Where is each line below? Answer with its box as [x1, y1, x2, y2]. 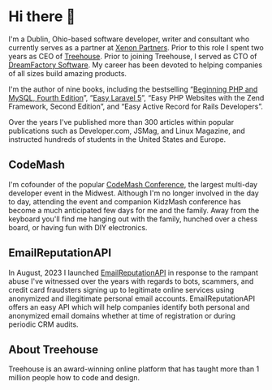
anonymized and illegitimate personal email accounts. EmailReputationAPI [8, 294, 256, 303]
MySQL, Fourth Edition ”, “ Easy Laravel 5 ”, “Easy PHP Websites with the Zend [8, 92, 265, 102]
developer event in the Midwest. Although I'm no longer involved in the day [8, 188, 260, 198]
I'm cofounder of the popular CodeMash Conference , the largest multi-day [8, 179, 258, 189]
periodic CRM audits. [8, 319, 79, 329]
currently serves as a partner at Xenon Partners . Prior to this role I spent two [8, 42, 264, 52]
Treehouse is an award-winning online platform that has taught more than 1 [8, 364, 260, 374]
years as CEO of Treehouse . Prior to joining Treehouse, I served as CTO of [8, 51, 257, 61]
